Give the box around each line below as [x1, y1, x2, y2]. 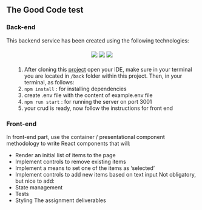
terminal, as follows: [24, 78, 75, 86]
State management [15, 183, 63, 191]
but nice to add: [15, 177, 55, 185]
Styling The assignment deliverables [15, 197, 106, 204]
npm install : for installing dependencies [24, 85, 127, 92]
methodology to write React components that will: [6, 140, 130, 147]
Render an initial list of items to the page [15, 151, 116, 158]
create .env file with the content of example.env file [24, 91, 153, 99]
